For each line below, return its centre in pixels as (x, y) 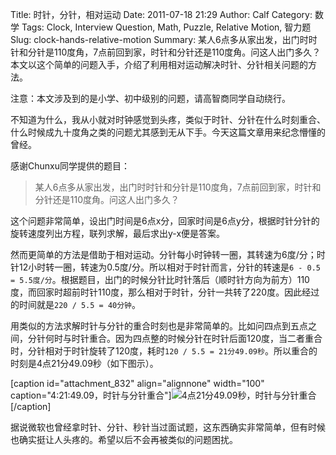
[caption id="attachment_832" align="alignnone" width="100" (137, 383)
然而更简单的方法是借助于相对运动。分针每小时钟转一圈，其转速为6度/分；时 (168, 254)
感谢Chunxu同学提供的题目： (70, 166)
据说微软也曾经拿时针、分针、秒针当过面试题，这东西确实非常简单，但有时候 (168, 427)
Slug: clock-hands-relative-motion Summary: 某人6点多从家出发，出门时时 (164, 39)
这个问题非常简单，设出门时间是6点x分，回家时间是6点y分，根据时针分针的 (165, 221)
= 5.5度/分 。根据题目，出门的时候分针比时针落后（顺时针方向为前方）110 (160, 279)
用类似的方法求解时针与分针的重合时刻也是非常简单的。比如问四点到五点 (159, 326)
